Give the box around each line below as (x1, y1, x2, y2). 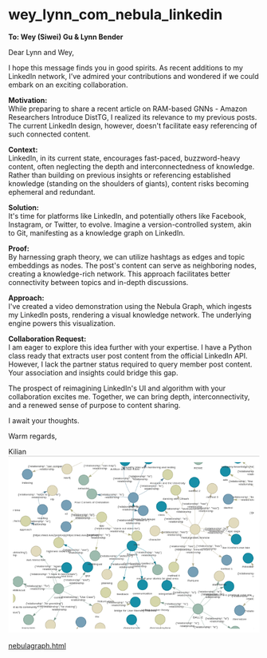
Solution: (8, 202, 40, 212)
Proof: (8, 244, 29, 253)
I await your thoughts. (8, 415, 80, 425)
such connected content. (8, 129, 91, 139)
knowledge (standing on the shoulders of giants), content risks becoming (8, 178, 249, 188)
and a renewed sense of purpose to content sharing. (8, 400, 181, 410)
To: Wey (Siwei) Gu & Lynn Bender (8, 32, 124, 42)
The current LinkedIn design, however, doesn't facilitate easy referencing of (8, 121, 257, 130)
